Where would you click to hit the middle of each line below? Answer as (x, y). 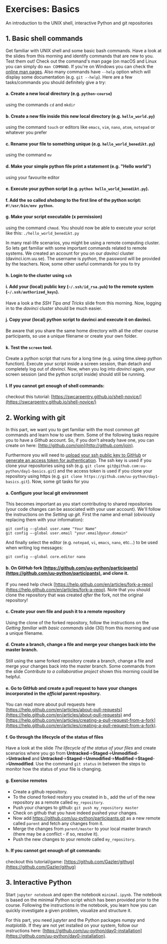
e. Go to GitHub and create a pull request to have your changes (72, 688)
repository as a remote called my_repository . (58, 802)
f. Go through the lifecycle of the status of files (55, 737)
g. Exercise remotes (27, 780)
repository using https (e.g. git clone (44, 476)
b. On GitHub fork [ (25, 567)
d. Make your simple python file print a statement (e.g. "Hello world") (79, 166)
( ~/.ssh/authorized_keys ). (32, 292)
